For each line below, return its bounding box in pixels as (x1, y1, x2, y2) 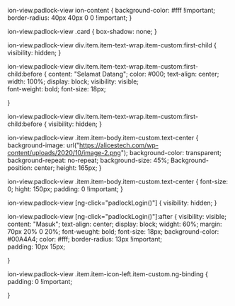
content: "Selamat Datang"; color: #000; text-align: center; (48, 70, 219, 78)
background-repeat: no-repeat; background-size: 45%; (7, 156, 170, 164)
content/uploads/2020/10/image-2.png (7, 149, 122, 157)
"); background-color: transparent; (120, 149, 222, 157)
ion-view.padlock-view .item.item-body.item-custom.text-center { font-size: (7, 177, 229, 186)
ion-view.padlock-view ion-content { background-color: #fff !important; (7, 6, 216, 14)
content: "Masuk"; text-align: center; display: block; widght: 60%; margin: (7, 220, 222, 228)
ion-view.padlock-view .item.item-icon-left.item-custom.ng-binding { (7, 270, 209, 278)
